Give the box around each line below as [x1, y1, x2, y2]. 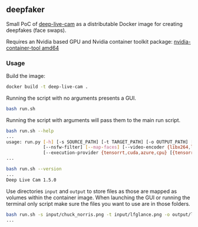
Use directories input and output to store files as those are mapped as [6, 187, 177, 195]
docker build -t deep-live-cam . [6, 84, 88, 90]
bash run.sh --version [6, 166, 62, 172]
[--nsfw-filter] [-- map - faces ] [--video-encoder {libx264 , [43, 144, 192, 150]
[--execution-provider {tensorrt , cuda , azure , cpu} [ [43, 150, 173, 156]
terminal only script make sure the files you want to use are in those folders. [6, 200, 190, 207]
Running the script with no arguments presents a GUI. [6, 94, 137, 101]
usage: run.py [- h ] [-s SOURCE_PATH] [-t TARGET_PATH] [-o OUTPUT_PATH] [6, 139, 189, 145]
